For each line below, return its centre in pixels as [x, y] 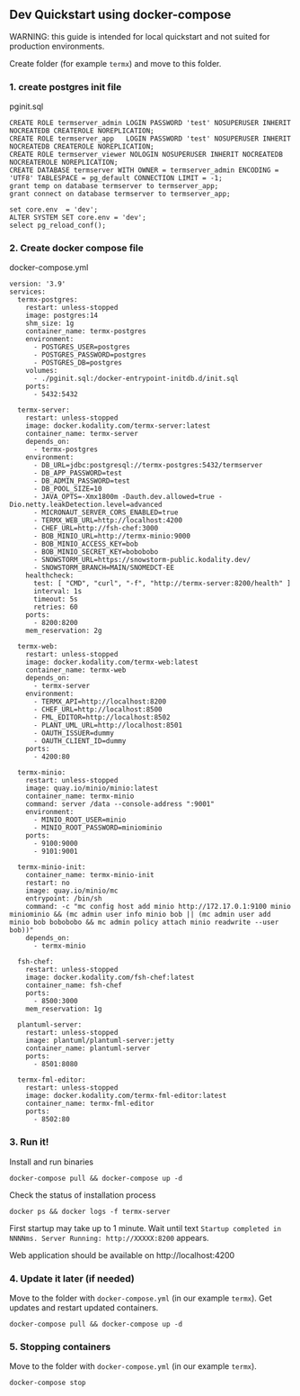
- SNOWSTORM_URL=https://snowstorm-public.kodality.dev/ [142, 560]
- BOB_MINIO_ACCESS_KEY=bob [86, 544]
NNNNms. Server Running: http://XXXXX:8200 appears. [109, 1237]
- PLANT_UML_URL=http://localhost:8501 [107, 725]
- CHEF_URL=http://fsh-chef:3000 [96, 529]
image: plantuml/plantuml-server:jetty [100, 1041]
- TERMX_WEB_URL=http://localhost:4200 [107, 521]
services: [28, 292]
